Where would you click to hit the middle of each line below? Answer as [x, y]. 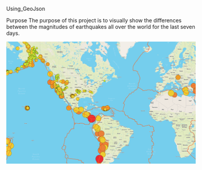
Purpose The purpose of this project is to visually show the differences [94, 20]
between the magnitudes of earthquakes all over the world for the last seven [101, 27]
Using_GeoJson [26, 9]
